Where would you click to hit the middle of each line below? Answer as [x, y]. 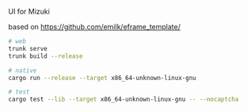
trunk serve [28, 48]
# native [23, 71]
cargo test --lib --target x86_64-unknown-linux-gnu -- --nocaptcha [123, 100]
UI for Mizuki [29, 11]
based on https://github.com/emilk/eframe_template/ [94, 27]
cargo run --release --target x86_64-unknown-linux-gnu [102, 78]
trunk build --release [46, 56]
